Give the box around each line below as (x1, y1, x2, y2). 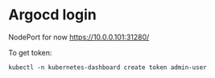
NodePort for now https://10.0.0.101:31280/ (8, 32, 150, 42)
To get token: (8, 47, 52, 57)
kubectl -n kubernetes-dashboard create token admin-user (8, 63, 207, 72)
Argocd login (8, 6, 97, 24)
